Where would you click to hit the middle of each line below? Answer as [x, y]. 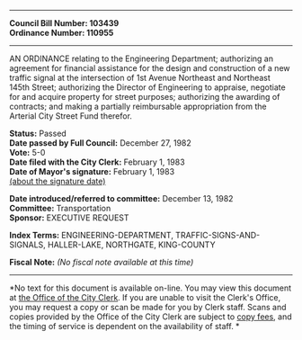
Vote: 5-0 [27, 152]
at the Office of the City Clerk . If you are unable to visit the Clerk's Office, [145, 297]
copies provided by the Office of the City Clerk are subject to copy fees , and [151, 317]
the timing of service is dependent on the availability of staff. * [124, 326]
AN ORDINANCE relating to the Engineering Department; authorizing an [142, 58]
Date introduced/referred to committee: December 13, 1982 [121, 198]
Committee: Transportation [60, 208]
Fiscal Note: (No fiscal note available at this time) [102, 262]
